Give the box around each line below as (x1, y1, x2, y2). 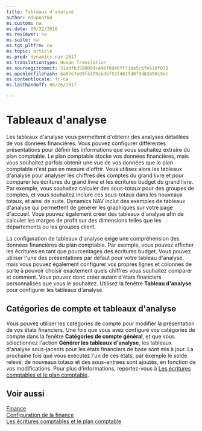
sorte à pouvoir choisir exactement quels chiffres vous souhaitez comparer (6, 267, 193, 274)
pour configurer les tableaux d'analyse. (6, 286, 104, 293)
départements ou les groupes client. (6, 223, 96, 230)
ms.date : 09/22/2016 (6, 25, 58, 32)
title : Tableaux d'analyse (6, 8, 74, 15)
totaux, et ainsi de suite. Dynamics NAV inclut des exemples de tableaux (6, 197, 186, 204)
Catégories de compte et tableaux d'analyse (6, 303, 177, 314)
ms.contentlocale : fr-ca (6, 76, 69, 82)
